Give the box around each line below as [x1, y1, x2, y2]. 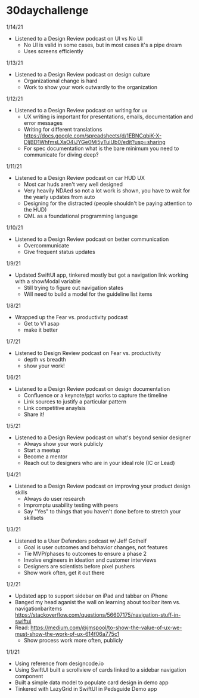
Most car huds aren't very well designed [23, 180, 123, 188]
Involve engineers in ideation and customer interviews [23, 556, 157, 564]
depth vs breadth [23, 356, 67, 363]
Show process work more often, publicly [23, 636, 123, 644]
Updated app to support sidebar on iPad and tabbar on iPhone [14, 592, 168, 599]
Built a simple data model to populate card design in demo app [14, 679, 169, 686]
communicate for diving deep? [23, 151, 99, 158]
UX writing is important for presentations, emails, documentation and [23, 113, 194, 120]
